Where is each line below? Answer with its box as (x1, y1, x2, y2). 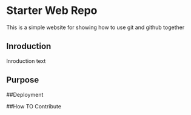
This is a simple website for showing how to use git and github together (6, 24, 185, 31)
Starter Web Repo (6, 4, 98, 18)
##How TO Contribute (6, 102, 62, 110)
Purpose (6, 75, 39, 85)
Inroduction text (6, 57, 46, 64)
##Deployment (6, 91, 44, 98)
